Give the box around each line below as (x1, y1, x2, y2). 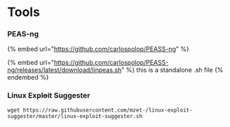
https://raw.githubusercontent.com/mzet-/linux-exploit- (22, 106, 193, 114)
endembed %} (7, 73, 49, 82)
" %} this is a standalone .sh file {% (121, 66, 224, 74)
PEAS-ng (7, 29, 39, 39)
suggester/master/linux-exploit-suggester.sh (7, 112, 142, 119)
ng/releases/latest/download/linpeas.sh (7, 66, 122, 74)
